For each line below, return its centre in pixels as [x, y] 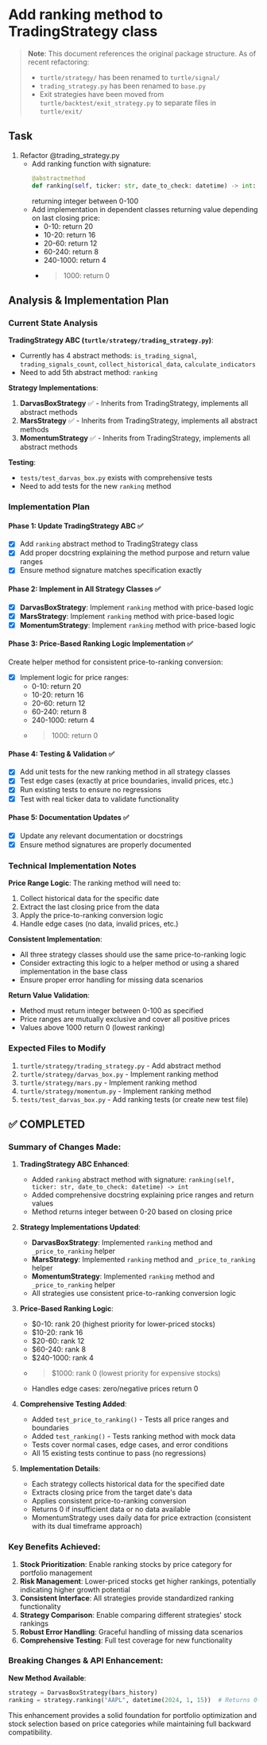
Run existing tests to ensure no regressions [90, 790]
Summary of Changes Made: [65, 1147]
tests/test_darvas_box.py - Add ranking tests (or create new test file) [134, 1099]
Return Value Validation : [49, 996]
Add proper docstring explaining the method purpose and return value [135, 553]
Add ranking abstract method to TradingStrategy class [109, 544]
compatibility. [31, 1732]
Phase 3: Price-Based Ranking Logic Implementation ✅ [101, 644]
